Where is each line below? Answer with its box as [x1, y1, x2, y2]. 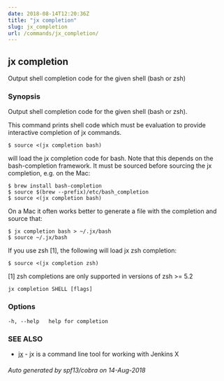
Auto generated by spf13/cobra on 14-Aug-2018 [8, 366, 146, 374]
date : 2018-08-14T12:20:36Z [8, 10, 90, 17]
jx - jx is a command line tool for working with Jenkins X [17, 350, 179, 358]
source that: [8, 215, 43, 223]
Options [8, 302, 36, 312]
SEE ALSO [8, 333, 43, 343]
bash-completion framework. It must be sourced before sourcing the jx [8, 161, 212, 170]
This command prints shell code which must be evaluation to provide [8, 121, 207, 129]
